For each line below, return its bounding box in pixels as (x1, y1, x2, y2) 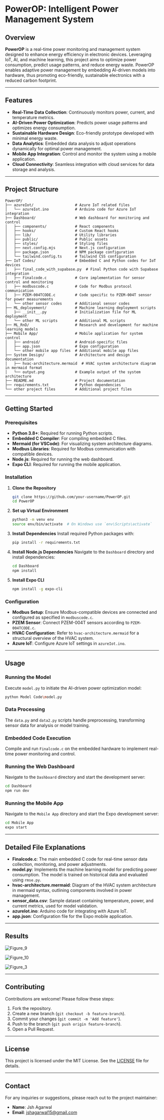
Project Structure (5, 185, 59, 194)
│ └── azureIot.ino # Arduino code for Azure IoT (5, 207, 137, 211)
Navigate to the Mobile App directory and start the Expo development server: (5, 811, 159, 817)
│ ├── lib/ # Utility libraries (5, 233, 117, 237)
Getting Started (5, 405, 53, 413)
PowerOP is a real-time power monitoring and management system (5, 47, 141, 52)
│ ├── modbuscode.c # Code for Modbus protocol (5, 284, 132, 289)
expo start (5, 825, 27, 830)
